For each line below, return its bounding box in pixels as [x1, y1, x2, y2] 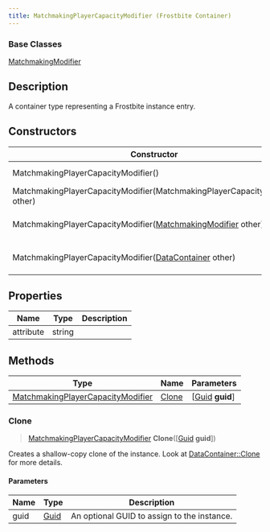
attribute [12, 327, 45, 338]
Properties [8, 289, 63, 303]
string [51, 327, 75, 338]
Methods [8, 353, 55, 367]
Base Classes [8, 38, 63, 49]
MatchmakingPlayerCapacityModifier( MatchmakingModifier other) [12, 218, 264, 229]
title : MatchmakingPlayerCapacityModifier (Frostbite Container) [8, 11, 231, 20]
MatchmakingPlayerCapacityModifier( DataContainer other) [12, 251, 236, 262]
